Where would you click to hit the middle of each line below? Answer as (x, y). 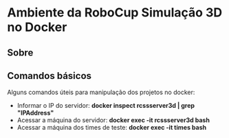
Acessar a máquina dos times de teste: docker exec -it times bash (112, 128)
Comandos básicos (49, 76)
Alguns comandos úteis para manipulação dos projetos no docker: (101, 92)
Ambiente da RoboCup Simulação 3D (115, 13)
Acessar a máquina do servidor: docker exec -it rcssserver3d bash (113, 120)
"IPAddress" (35, 113)
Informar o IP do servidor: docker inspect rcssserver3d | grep (106, 106)
